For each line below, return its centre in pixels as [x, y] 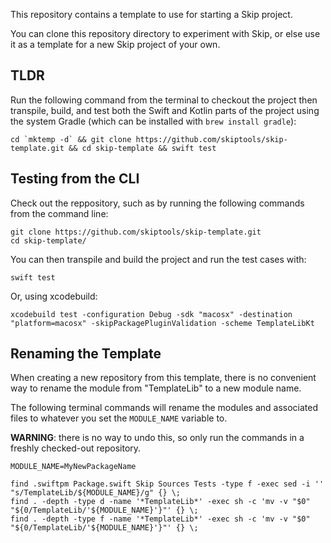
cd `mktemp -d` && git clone [71, 139]
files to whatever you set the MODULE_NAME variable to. [119, 418]
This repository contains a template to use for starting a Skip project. [151, 14]
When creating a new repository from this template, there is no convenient [163, 378]
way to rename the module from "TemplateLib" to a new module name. [156, 388]
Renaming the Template [86, 354]
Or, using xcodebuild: [54, 296]
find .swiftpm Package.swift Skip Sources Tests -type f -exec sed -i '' [167, 484]
